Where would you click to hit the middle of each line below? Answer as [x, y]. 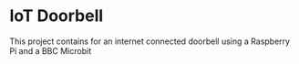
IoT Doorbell [57, 16]
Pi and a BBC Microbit [51, 50]
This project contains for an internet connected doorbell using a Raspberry [149, 41]
